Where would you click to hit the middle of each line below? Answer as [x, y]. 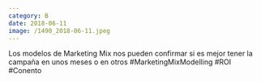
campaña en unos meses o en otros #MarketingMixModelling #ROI [120, 62]
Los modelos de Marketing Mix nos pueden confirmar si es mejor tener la [130, 54]
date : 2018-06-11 [38, 23]
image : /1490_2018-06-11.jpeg [60, 31]
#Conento [25, 71]
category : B [28, 16]
